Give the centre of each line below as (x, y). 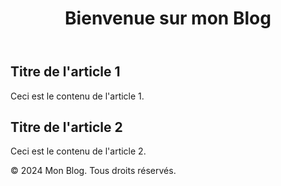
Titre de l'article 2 (66, 127)
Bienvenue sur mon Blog (168, 18)
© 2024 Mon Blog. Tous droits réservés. (93, 171)
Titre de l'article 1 (65, 72)
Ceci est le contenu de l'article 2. (78, 151)
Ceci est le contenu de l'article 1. (77, 96)
